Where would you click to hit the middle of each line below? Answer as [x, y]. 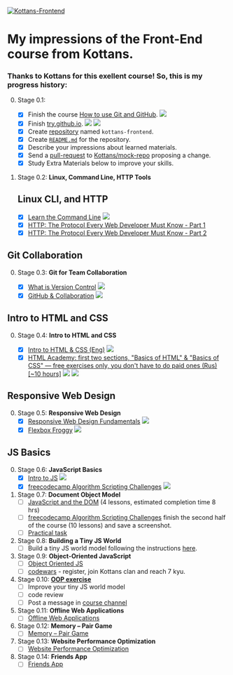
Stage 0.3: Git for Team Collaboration [72, 272]
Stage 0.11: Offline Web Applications [71, 610]
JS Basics [29, 453]
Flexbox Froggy [50, 430]
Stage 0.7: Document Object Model [69, 494]
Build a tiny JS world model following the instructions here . [113, 548]
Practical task [48, 532]
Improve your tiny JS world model [77, 587]
